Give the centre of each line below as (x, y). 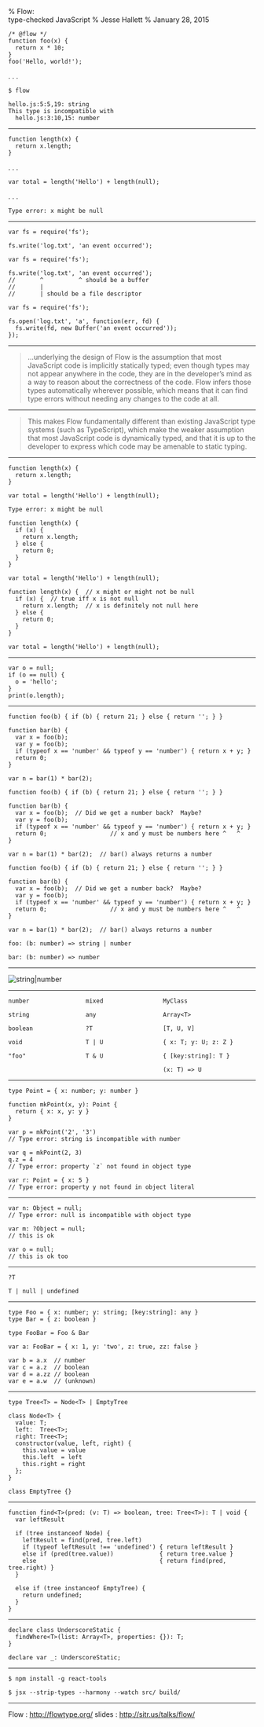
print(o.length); (37, 695)
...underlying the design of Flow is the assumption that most (125, 357)
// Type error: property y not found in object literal (101, 1187)
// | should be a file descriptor (75, 294)
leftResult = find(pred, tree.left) (82, 1540)
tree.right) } (31, 1567)
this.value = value (54, 1450)
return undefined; (52, 1595)
